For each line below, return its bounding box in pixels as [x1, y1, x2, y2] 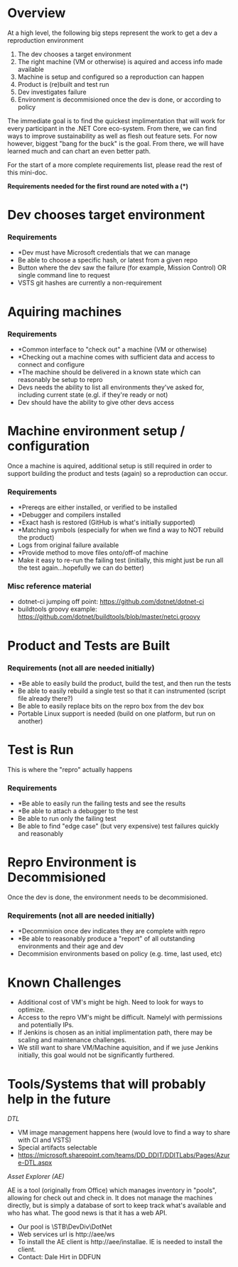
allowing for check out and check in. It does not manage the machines [7, 1194, 213, 1202]
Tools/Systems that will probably [7, 1076, 206, 1092]
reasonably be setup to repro [17, 375, 103, 383]
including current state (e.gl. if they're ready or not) [17, 390, 168, 399]
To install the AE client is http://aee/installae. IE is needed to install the [17, 1238, 223, 1246]
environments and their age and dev [17, 942, 124, 950]
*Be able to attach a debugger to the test [17, 807, 139, 815]
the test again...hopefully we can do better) [17, 563, 144, 572]
